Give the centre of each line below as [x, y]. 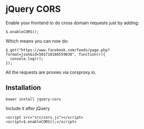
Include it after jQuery [28, 108]
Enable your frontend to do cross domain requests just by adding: [72, 23]
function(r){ [92, 54]
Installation [23, 88]
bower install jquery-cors [33, 99]
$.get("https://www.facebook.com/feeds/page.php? [58, 50]
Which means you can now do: [37, 41]
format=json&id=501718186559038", [41, 54]
